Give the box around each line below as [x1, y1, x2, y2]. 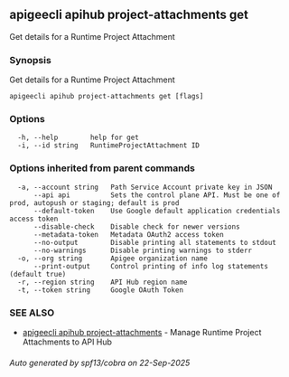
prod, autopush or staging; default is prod [9, 198, 180, 207]
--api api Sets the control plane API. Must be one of [33, 190, 281, 200]
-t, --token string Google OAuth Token [17, 285, 183, 295]
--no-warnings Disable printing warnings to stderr [33, 246, 253, 255]
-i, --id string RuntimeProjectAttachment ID [17, 141, 200, 150]
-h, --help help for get [17, 133, 140, 143]
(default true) [9, 269, 67, 278]
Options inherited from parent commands [9, 162, 196, 174]
